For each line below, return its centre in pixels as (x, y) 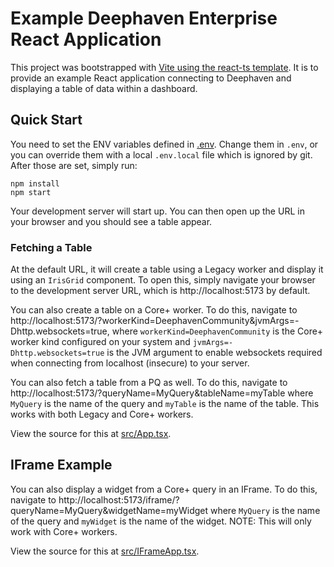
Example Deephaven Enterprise (144, 18)
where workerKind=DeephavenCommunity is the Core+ (217, 331)
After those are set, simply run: (74, 165)
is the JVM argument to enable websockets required (214, 353)
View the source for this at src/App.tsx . (91, 434)
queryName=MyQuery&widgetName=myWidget (109, 510)
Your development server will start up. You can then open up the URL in (157, 211)
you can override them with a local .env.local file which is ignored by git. (161, 154)
